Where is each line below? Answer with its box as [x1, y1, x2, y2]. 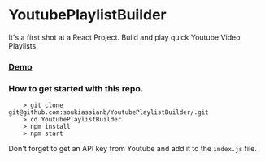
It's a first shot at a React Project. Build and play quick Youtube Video [8, 32, 241, 42]
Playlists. [8, 40, 38, 50]
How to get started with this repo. [8, 83, 144, 94]
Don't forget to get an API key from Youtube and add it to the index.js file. [8, 144, 258, 154]
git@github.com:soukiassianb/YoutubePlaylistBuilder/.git [8, 108, 209, 117]
